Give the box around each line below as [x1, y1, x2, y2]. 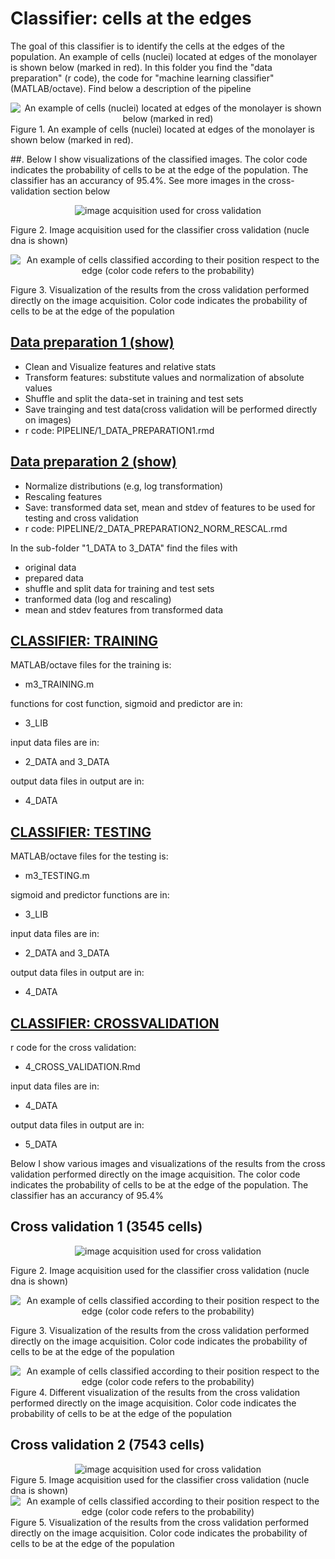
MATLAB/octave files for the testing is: [10, 850, 169, 862]
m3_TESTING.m [24, 870, 90, 882]
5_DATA [24, 1138, 58, 1150]
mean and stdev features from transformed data [24, 603, 224, 616]
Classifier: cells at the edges [10, 7, 252, 30]
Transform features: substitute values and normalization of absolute [24, 371, 305, 383]
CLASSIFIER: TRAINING [10, 632, 158, 649]
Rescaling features [24, 490, 103, 502]
